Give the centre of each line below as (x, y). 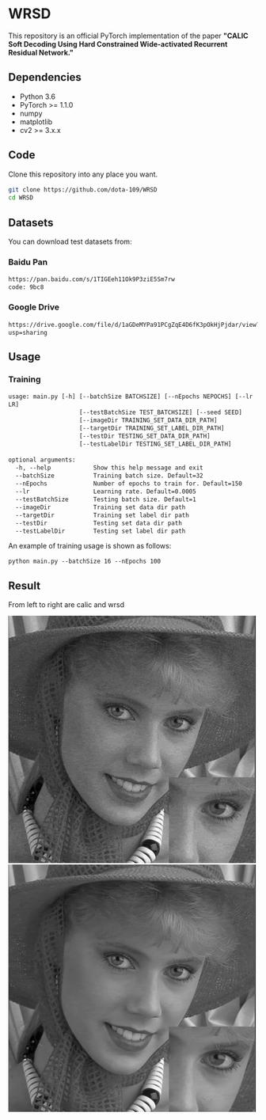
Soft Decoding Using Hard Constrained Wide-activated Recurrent (118, 44)
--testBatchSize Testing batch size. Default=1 (106, 499)
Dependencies (45, 77)
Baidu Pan (28, 262)
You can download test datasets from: (70, 241)
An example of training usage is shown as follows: (90, 546)
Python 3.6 (37, 97)
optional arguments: (42, 460)
